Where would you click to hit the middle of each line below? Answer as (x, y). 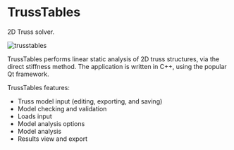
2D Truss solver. (31, 32)
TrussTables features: (39, 87)
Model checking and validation (62, 108)
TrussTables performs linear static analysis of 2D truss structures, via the (113, 59)
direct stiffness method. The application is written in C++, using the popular (117, 66)
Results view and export (53, 139)
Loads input (35, 116)
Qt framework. (28, 74)
